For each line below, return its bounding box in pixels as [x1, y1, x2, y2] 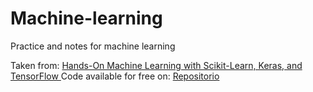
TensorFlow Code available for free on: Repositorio [10, 70, 220, 82]
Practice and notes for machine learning [10, 40, 176, 52]
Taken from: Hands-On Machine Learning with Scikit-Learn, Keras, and [10, 59, 303, 71]
